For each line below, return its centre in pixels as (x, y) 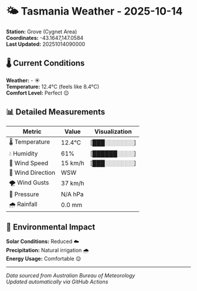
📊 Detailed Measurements (56, 112)
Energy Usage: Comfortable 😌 (44, 259)
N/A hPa (72, 194)
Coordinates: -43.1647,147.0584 (45, 38)
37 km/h (72, 184)
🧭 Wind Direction (32, 172)
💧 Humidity (23, 153)
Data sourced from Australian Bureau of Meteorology (71, 276)
